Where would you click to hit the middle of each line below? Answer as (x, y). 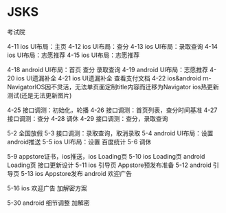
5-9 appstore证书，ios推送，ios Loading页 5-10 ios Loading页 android (106, 156)
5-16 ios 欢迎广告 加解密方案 (47, 188)
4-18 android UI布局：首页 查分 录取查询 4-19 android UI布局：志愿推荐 (108, 69)
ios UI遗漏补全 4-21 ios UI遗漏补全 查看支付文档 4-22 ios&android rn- (114, 78)
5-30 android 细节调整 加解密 (48, 203)
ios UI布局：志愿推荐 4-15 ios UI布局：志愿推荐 (73, 55)
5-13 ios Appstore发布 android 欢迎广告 (76, 173)
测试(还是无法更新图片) (39, 95)
